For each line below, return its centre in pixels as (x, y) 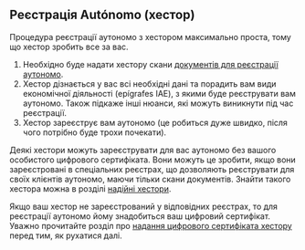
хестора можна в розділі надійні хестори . (90, 188)
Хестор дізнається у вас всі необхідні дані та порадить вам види (149, 83)
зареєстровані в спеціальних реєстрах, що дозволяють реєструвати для (152, 169)
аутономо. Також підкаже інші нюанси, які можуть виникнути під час (158, 103)
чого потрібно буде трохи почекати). (95, 132)
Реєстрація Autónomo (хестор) (102, 15)
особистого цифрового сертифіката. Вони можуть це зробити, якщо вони (153, 160)
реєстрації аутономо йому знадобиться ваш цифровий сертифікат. (140, 216)
